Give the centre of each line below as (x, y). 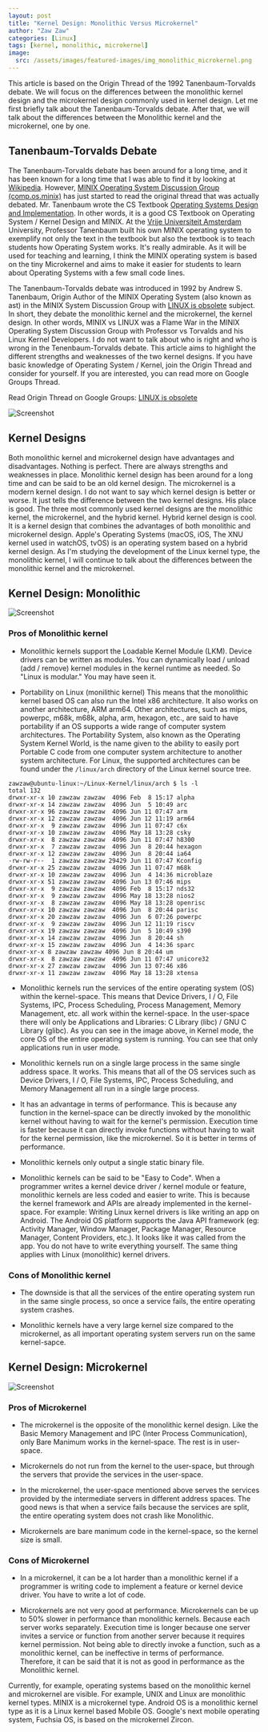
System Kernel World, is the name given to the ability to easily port (130, 743)
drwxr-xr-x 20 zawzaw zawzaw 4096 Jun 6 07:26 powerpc (105, 917)
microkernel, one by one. (49, 126)
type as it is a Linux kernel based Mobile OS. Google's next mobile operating (134, 1711)
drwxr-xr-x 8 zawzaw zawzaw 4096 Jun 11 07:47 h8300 (102, 840)
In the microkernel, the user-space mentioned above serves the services (140, 1490)
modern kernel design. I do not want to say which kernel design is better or (132, 492)
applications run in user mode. (70, 1047)
